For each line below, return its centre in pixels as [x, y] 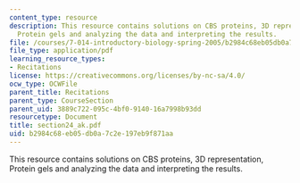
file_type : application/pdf [62, 51]
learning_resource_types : [57, 59]
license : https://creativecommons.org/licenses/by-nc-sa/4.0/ [127, 76]
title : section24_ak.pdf [55, 126]
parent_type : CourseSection [62, 100]
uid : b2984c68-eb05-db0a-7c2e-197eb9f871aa [92, 134]
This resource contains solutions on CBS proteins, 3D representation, [137, 159]
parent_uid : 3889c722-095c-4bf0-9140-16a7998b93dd [105, 109]
